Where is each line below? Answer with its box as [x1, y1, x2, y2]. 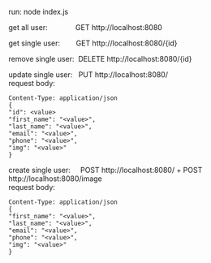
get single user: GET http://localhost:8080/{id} [8, 38, 178, 48]
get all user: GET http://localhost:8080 [8, 23, 162, 32]
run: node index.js [8, 7, 69, 16]
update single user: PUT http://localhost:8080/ [8, 70, 169, 80]
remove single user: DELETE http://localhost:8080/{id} [8, 54, 192, 63]
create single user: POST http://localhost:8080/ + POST [8, 166, 203, 175]
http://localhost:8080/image [8, 174, 103, 183]
